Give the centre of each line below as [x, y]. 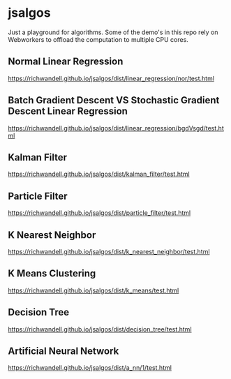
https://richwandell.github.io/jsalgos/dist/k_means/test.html [94, 290]
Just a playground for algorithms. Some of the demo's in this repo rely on [113, 32]
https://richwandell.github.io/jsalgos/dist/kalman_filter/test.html [99, 174]
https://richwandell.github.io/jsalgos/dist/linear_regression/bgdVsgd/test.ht [116, 128]
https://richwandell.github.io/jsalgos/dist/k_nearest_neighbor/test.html [109, 252]
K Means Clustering [52, 274]
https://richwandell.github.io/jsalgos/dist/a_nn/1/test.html [90, 368]
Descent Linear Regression [68, 111]
